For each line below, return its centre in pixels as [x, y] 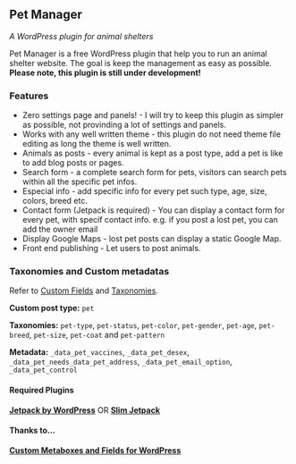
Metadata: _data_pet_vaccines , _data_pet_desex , [99, 352]
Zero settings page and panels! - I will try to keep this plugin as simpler [153, 115]
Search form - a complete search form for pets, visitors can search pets [155, 173]
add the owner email [60, 229]
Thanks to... [32, 430]
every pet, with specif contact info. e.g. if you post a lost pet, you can [150, 220]
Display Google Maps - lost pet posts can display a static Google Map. [152, 239]
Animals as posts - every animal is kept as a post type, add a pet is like [152, 153]
